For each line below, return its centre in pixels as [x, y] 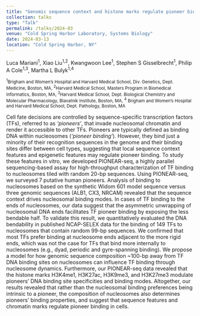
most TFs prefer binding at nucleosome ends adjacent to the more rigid [93, 237]
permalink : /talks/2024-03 [40, 28]
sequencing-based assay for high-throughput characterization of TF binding [100, 168]
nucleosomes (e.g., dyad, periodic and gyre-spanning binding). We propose [99, 249]
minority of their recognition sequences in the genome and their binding [94, 142]
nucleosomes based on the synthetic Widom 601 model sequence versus [96, 186]
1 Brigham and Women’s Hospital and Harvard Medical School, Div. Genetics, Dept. [90, 81]
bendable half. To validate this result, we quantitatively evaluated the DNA [96, 218]
